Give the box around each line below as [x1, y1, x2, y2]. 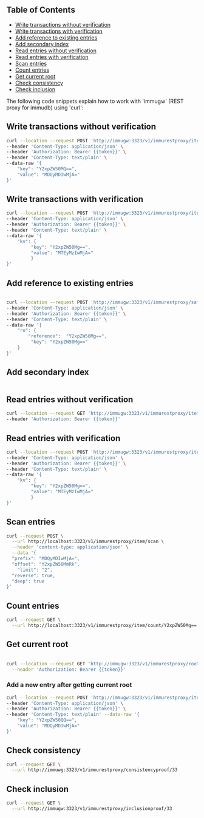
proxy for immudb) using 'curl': [6, 103, 84, 111]
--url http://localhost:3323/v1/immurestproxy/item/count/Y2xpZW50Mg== [12, 622, 197, 628]
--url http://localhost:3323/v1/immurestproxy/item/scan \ [12, 538, 165, 545]
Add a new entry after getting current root [6, 681, 132, 689]
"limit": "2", [17, 567, 53, 573]
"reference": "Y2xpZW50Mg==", [28, 333, 107, 339]
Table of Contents [6, 5, 76, 15]
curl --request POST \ [6, 533, 64, 539]
